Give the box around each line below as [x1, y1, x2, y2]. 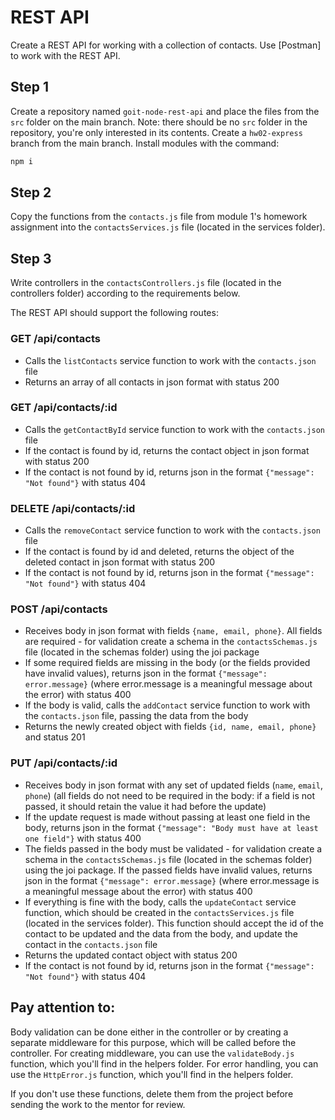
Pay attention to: [10, 999, 116, 1016]
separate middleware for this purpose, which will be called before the [10, 1036, 297, 1048]
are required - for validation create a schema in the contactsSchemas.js [24, 636, 318, 648]
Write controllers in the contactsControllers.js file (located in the [10, 277, 282, 289]
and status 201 [24, 731, 86, 743]
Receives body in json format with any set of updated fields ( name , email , [24, 779, 324, 791]
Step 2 [10, 184, 52, 201]
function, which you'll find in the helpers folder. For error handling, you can [10, 1057, 319, 1070]
